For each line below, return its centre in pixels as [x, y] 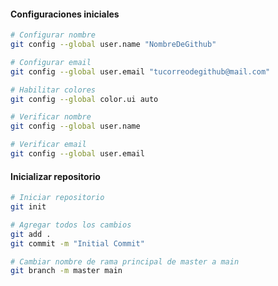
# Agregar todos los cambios [71, 225]
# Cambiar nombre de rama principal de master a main [125, 261]
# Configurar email [51, 62]
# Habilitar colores [53, 90]
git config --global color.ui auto [84, 99]
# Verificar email [48, 145]
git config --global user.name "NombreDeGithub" [113, 45]
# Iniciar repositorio [57, 198]
